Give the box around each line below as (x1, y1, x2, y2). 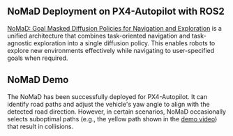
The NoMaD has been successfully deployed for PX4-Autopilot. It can (7, 92, 208, 100)
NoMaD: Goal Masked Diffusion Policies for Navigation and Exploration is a (7, 24, 222, 32)
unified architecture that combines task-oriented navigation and (7, 31, 190, 40)
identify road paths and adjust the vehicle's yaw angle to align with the (7, 100, 211, 108)
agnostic (7, 38, 33, 47)
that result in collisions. (7, 122, 74, 130)
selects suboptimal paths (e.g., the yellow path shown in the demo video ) (7, 114, 218, 123)
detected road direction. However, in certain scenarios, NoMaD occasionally (7, 107, 227, 116)
